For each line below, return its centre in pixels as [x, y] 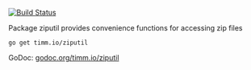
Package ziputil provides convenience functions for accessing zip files [125, 28]
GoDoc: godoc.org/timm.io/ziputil [64, 58]
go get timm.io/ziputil [48, 43]
